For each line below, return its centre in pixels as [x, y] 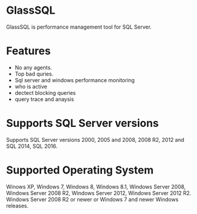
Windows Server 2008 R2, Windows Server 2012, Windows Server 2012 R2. [99, 193]
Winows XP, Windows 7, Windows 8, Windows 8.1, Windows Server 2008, [96, 187]
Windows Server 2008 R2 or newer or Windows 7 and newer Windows [93, 199]
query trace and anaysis [44, 99]
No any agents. [33, 67]
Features [28, 51]
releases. [17, 206]
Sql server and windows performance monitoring [75, 80]
